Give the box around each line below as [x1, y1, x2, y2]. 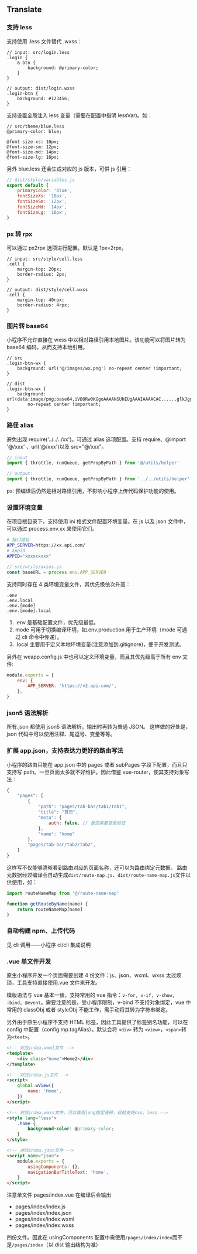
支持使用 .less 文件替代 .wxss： [6, 37, 82, 45]
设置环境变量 [6, 504, 43, 511]
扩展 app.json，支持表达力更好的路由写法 [6, 747, 123, 755]
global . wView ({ [17, 1083, 54, 1089]
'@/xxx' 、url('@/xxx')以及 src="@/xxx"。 [6, 443, 107, 450]
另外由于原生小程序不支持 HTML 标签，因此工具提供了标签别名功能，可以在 [6, 1019, 188, 1026]
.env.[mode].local [6, 607, 51, 614]
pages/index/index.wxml [15, 1215, 75, 1223]
